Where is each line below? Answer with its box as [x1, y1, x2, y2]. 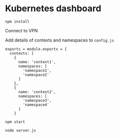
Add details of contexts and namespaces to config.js [5, 37, 115, 43]
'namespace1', [23, 68, 52, 73]
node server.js [5, 128, 36, 133]
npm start [5, 119, 26, 124]
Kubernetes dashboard [5, 3, 102, 14]
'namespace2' [23, 72, 50, 77]
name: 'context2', [18, 89, 56, 94]
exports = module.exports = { [5, 46, 67, 51]
